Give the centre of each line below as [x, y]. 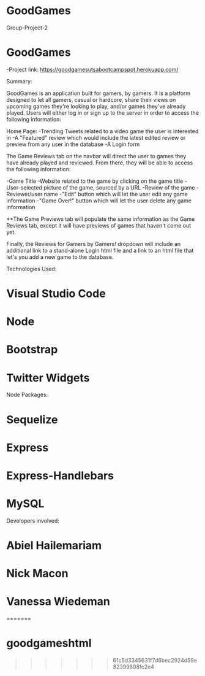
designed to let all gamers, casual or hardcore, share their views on [91, 99]
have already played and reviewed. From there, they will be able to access [100, 163]
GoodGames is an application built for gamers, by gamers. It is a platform [99, 93]
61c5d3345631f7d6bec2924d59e [155, 661]
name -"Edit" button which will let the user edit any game [116, 194]
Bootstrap [32, 350]
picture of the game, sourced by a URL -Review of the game [119, 187]
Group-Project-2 [27, 28]
